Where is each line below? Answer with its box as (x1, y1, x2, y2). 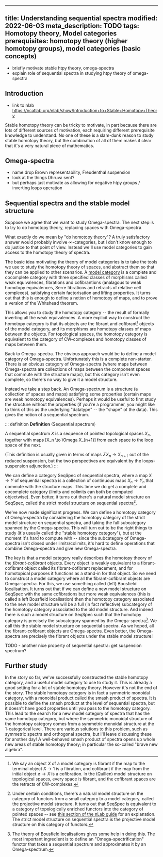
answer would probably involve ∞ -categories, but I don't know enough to (5, 239, 152, 245)
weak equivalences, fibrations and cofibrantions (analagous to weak (5, 280, 142, 285)
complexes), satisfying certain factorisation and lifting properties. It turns (5, 290, 151, 296)
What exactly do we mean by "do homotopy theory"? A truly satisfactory (5, 234, 150, 240)
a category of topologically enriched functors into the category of (12, 806, 144, 812)
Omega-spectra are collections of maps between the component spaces (5, 366, 150, 372)
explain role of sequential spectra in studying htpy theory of (12, 70, 132, 76)
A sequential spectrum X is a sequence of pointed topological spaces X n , (5, 430, 151, 437)
